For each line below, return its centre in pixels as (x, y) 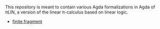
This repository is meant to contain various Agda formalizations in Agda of (80, 7)
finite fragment (27, 22)
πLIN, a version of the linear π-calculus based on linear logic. (67, 12)
